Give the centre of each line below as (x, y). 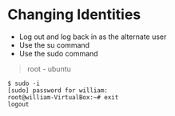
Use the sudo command (58, 53)
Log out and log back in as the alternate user (93, 37)
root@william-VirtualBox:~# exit (63, 97)
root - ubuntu (49, 68)
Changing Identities (74, 15)
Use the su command (54, 44)
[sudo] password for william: (58, 90)
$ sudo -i (24, 83)
